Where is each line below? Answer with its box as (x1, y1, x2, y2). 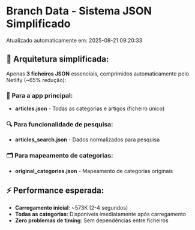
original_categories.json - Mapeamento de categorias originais (14, 167, 173, 174)
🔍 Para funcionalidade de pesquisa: (6, 120, 113, 128)
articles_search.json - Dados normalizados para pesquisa (14, 136, 160, 143)
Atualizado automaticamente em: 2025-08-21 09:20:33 (6, 37, 143, 44)
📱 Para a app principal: (6, 91, 73, 99)
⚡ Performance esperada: (6, 186, 104, 196)
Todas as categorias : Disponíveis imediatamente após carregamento (14, 211, 186, 218)
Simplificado (6, 17, 71, 31)
